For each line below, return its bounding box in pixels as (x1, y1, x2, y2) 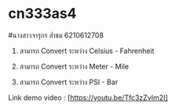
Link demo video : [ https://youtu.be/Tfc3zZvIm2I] (8, 93, 168, 102)
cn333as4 (8, 5, 77, 23)
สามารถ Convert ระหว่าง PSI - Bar (19, 77, 119, 87)
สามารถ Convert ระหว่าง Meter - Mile (19, 62, 130, 71)
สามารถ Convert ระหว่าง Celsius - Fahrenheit (19, 46, 155, 55)
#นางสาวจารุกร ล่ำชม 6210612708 (8, 30, 104, 40)
